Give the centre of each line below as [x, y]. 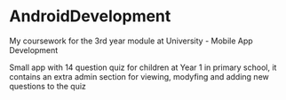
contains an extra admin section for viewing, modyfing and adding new [139, 76]
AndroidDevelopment [90, 16]
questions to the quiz [48, 86]
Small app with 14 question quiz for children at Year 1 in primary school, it [143, 67]
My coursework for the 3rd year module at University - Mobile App [131, 41]
